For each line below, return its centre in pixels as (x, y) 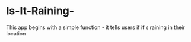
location (16, 33)
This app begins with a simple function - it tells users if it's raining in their (95, 27)
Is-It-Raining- (40, 11)
